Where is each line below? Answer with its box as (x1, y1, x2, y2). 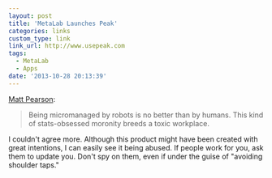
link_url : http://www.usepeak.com (8, 42, 126, 50)
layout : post (8, 11, 53, 20)
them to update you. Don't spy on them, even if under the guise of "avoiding (8, 151, 263, 161)
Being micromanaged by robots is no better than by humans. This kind (28, 110, 264, 120)
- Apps (15, 65, 38, 73)
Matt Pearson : (8, 94, 56, 104)
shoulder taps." (8, 159, 59, 170)
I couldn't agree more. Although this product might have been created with (8, 134, 258, 144)
